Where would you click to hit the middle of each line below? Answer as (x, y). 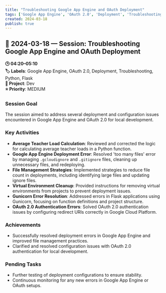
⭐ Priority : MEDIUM (25, 89)
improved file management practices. (50, 240)
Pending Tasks (23, 264)
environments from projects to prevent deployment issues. (72, 191)
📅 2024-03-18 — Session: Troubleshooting (73, 43)
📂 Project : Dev (20, 84)
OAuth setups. (27, 286)
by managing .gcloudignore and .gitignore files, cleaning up (75, 159)
